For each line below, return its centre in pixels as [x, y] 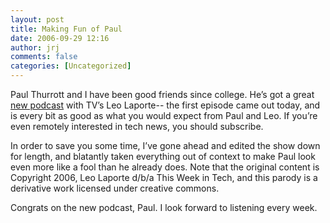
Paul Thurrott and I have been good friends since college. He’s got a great [162, 94]
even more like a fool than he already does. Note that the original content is [165, 167]
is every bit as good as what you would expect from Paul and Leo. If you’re [164, 115]
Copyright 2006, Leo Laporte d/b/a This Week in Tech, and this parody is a [164, 177]
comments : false [44, 57]
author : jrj [35, 47]
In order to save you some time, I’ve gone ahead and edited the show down [165, 145]
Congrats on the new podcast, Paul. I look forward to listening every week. [164, 207]
